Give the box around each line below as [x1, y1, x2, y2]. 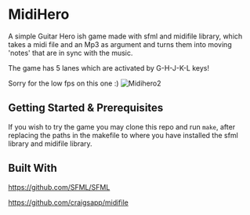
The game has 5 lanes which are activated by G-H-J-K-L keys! [8, 63, 210, 72]
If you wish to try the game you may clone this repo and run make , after [8, 122, 236, 131]
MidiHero [8, 5, 70, 24]
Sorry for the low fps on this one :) [8, 78, 119, 88]
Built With [8, 162, 57, 175]
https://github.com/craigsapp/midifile [8, 198, 129, 207]
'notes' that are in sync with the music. [8, 48, 133, 57]
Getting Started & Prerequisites [8, 101, 164, 115]
